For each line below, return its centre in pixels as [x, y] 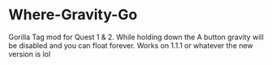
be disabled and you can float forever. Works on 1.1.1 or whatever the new [131, 45]
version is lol [30, 54]
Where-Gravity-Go [73, 15]
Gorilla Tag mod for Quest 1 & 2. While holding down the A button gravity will [136, 37]
